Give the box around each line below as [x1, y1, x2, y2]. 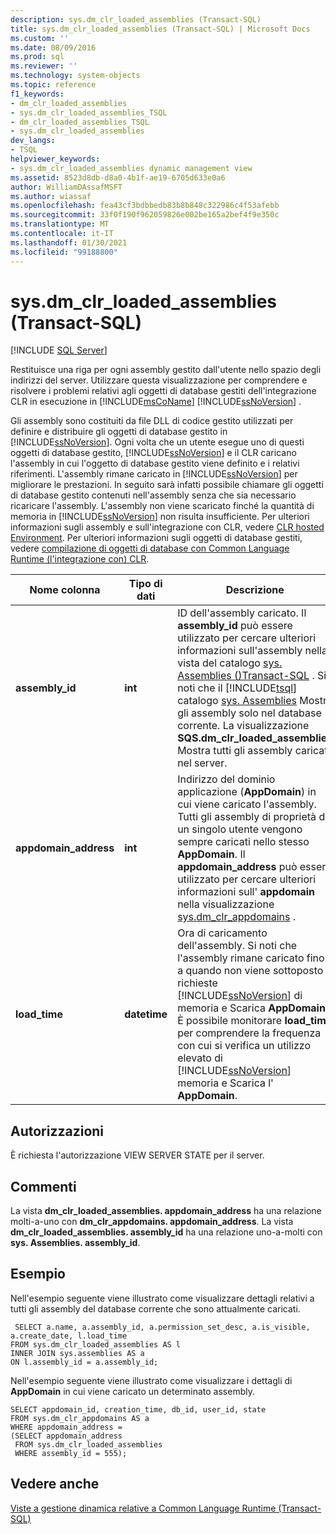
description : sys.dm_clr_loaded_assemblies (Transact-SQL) [10, 14, 262, 25]
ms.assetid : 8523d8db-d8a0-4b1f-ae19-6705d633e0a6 [10, 172, 226, 183]
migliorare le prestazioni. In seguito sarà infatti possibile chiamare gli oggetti [10, 479, 324, 491]
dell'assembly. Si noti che [177, 939, 298, 953]
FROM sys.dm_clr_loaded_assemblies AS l [10, 1339, 182, 1350]
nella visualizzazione [177, 897, 275, 911]
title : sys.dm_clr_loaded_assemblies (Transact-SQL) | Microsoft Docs [10, 24, 311, 34]
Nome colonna [29, 583, 101, 597]
